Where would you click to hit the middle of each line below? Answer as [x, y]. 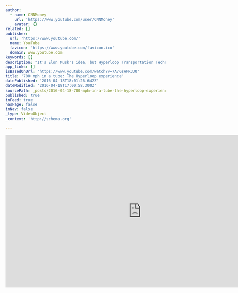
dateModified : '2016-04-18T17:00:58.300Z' [51, 85]
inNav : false [19, 109]
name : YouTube [25, 43]
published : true [22, 95]
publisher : [17, 34]
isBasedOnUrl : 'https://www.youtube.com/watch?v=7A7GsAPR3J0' [72, 72]
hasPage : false [21, 105]
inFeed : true [19, 100]
